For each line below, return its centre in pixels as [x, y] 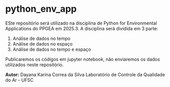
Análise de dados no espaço [43, 43]
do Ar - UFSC [20, 80]
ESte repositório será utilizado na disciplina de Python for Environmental [81, 23]
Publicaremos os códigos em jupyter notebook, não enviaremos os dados [83, 59]
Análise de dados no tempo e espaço [52, 49]
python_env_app [41, 9]
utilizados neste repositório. [34, 64]
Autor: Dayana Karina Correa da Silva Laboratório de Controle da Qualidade [85, 74]
